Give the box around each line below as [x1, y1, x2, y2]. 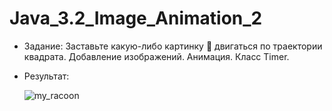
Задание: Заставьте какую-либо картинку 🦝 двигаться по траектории [23, 40, 323, 52]
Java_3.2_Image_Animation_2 [9, 7, 263, 30]
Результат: [23, 70, 70, 82]
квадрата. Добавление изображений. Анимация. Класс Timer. [23, 50, 290, 62]
